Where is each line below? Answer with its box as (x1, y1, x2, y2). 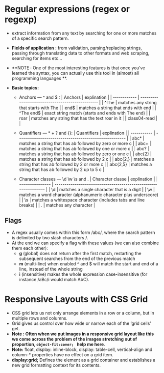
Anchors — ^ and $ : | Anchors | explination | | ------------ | (19, 94, 140, 100)
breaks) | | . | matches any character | (19, 202, 95, 208)
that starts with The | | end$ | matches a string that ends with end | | (19, 105, 157, 111)
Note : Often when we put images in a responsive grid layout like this (11, 331, 154, 337)
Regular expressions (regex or (4, 3, 130, 15)
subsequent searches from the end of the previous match (19, 256, 136, 261)
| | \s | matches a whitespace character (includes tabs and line (19, 197, 145, 202)
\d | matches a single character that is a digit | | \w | (51, 186, 155, 192)
